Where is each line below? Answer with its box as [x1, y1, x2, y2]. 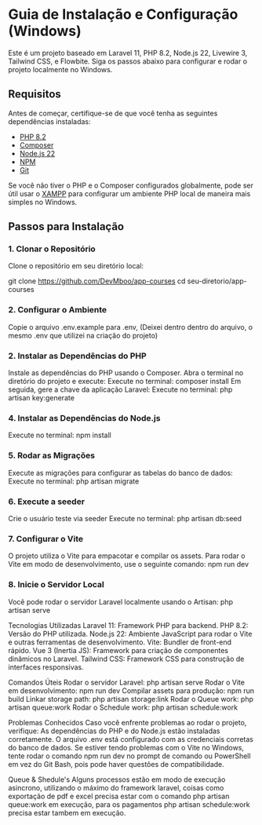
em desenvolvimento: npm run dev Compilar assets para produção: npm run [8, 685, 255, 695]
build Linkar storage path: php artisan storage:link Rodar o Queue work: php [8, 694, 253, 703]
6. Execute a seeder [8, 496, 85, 507]
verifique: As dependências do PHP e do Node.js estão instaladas [8, 726, 221, 736]
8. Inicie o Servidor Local [8, 579, 104, 590]
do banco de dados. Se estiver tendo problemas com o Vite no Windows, [8, 743, 245, 752]
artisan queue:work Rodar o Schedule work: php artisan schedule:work [8, 703, 238, 712]
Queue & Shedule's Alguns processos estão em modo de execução [8, 775, 226, 784]
